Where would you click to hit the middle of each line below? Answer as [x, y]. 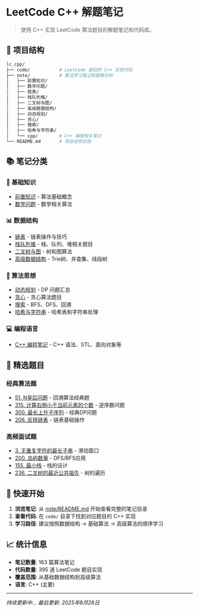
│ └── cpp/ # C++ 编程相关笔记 [54, 136]
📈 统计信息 [27, 544]
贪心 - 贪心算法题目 [38, 297]
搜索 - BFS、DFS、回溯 [43, 305]
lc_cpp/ [16, 64]
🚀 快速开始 [25, 493]
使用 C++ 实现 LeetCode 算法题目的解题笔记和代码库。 [88, 30]
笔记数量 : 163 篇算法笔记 [45, 562]
